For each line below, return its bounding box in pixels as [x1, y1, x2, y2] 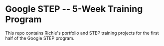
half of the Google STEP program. [5, 35, 75, 41]
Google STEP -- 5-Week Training [5, 3, 143, 15]
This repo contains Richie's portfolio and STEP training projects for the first [5, 30, 159, 36]
